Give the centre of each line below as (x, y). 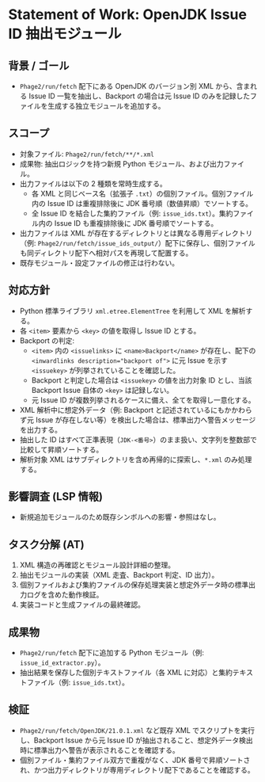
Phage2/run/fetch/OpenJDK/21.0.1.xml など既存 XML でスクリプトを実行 (137, 730)
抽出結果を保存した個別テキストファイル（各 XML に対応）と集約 (126, 673)
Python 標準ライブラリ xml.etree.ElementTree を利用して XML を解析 (133, 311)
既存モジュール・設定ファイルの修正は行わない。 (99, 262)
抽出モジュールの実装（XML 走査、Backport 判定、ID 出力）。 (119, 575)
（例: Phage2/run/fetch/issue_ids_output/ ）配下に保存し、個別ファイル (137, 242)
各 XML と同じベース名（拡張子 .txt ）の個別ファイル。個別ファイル (142, 193)
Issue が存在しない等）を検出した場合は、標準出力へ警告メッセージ (146, 420)
